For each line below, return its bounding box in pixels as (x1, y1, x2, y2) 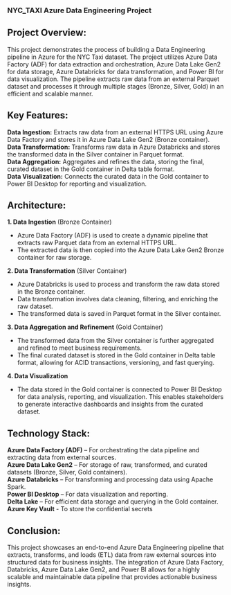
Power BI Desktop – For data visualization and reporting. (7, 490, 168, 499)
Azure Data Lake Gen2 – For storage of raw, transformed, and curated (7, 461, 207, 469)
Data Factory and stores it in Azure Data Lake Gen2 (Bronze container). (7, 135, 210, 143)
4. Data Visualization (7, 372, 68, 380)
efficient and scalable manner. (7, 89, 93, 98)
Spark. (7, 483, 26, 491)
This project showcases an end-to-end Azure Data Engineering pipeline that (7, 543, 224, 551)
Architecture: (7, 199, 66, 211)
